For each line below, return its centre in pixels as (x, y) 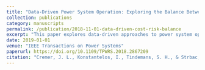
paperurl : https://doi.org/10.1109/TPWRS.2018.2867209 (77, 52)
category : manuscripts (35, 23)
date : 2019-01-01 (28, 40)
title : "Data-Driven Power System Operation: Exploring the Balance (95, 12)
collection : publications (39, 18)
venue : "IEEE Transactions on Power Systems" (65, 46)
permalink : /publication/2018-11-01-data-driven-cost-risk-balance (94, 29)
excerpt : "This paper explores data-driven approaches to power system (99, 35)
